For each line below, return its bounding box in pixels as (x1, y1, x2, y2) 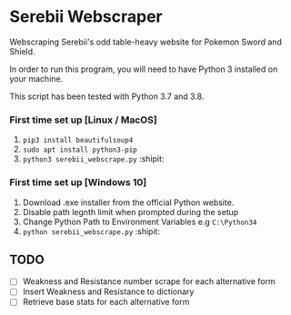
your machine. (9, 73, 64, 84)
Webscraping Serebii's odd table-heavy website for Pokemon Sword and (9, 36, 282, 47)
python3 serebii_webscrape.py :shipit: (22, 153, 165, 164)
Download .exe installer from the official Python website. (22, 197, 235, 208)
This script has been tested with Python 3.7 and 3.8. (9, 91, 205, 102)
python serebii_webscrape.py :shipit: (22, 225, 161, 237)
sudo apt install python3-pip (22, 145, 138, 155)
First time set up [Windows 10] (9, 176, 147, 189)
